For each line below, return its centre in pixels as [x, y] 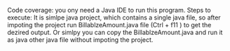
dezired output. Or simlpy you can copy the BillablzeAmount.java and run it [115, 32]
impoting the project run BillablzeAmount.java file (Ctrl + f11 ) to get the [109, 25]
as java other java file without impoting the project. [80, 40]
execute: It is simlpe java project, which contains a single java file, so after [114, 17]
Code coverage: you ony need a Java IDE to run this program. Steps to [109, 10]
